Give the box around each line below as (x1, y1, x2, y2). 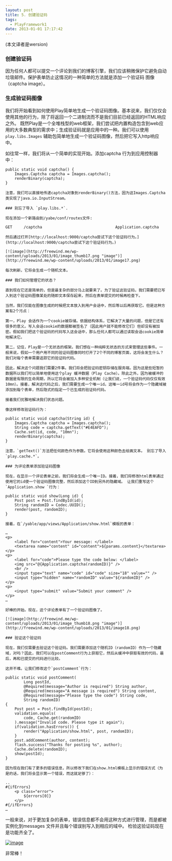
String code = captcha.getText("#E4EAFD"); (14, 425, 109, 430)
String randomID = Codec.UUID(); (14, 502, 86, 508)
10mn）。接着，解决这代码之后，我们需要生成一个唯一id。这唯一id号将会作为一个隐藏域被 (5, 382, 167, 387)
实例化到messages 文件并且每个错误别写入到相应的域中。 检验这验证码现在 (5, 823, 164, 829)
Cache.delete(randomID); (14, 746, 68, 752)
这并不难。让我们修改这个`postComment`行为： (5, 666, 93, 671)
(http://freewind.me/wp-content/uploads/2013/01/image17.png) (5, 258, 141, 263)
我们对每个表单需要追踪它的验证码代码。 (5, 355, 78, 361)
